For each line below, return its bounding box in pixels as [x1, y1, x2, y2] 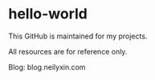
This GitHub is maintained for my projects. [8, 31, 148, 41]
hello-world [8, 5, 88, 23]
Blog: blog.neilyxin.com [8, 62, 86, 72]
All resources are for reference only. [8, 46, 128, 56]
